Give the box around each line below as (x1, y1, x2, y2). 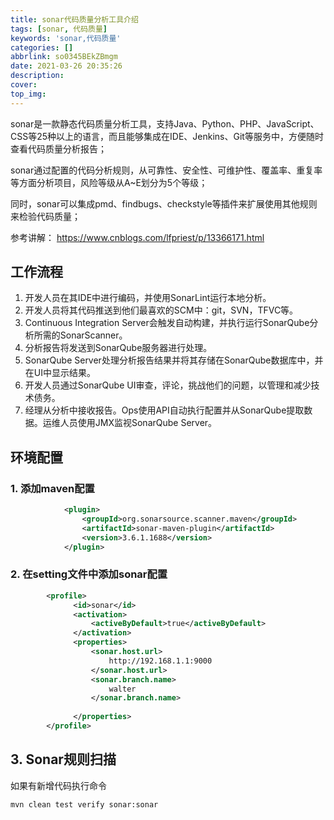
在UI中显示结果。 (24, 367, 96, 379)
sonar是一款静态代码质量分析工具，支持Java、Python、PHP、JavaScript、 (10, 117, 320, 130)
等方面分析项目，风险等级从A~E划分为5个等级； (10, 176, 208, 188)
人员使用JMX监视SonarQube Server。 (59, 417, 218, 429)
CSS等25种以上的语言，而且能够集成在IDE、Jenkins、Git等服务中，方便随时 (10, 130, 324, 142)
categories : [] (10, 42, 74, 53)
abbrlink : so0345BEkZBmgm (10, 52, 118, 62)
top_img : (10, 89, 47, 99)
